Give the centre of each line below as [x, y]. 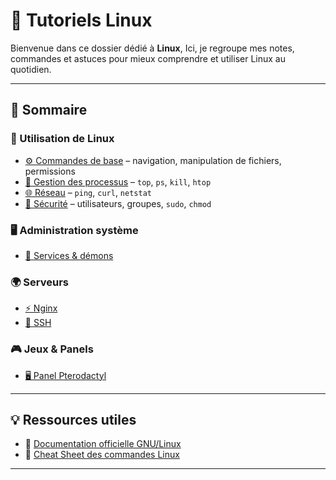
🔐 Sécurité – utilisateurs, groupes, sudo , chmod [118, 203]
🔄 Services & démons [69, 255]
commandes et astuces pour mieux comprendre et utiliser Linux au [148, 58]
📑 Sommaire [49, 110]
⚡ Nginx [41, 308]
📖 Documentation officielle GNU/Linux [103, 444]
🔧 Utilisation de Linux [62, 139]
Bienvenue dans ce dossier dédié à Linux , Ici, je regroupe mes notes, [152, 48]
